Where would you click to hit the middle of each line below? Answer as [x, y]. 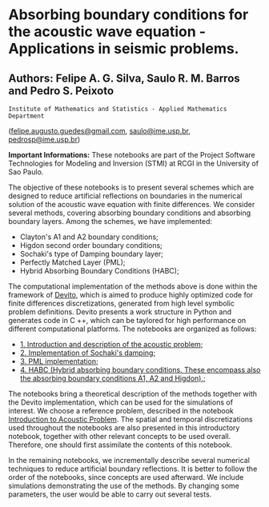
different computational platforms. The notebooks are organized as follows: [132, 329]
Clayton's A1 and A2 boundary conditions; [89, 237]
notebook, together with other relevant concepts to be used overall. [120, 436]
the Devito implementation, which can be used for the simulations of [121, 402]
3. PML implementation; [59, 361]
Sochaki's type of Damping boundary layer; [92, 254]
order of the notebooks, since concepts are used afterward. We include [126, 477]
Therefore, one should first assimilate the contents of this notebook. [120, 445]
